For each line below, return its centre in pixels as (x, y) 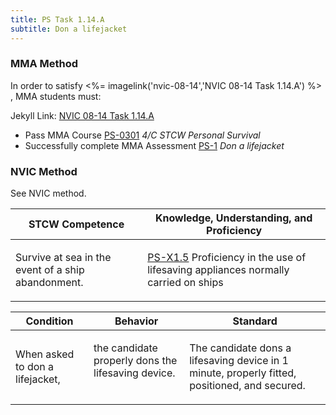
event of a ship (50, 270)
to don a (35, 367)
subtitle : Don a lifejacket (69, 29)
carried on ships (185, 283)
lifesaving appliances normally (218, 270)
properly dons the (135, 361)
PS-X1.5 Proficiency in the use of (227, 258)
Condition (49, 321)
